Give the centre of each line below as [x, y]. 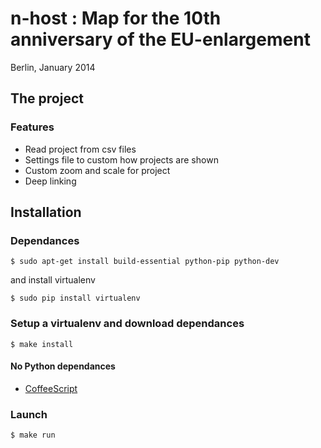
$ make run [33, 435]
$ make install [42, 344]
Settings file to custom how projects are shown [121, 159]
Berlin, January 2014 [53, 67]
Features [32, 127]
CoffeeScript [51, 388]
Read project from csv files [80, 149]
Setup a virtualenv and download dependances [127, 324]
